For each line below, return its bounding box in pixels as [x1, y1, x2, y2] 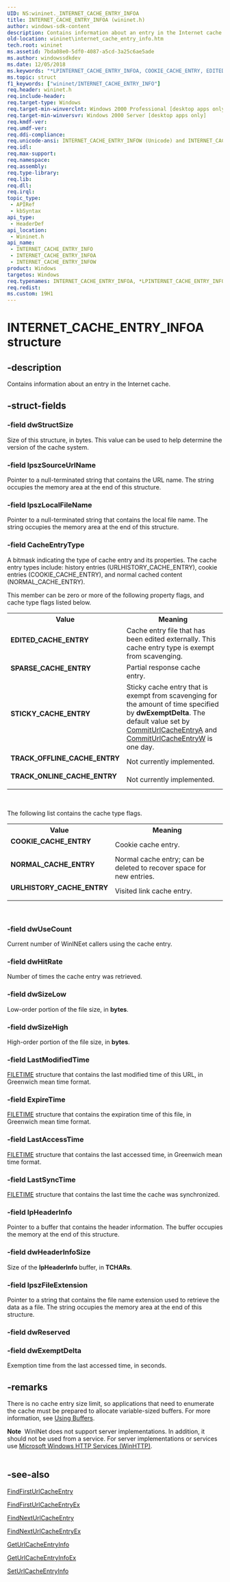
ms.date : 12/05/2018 [7, 61, 66, 68]
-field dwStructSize [7, 420, 74, 430]
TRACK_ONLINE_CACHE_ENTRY [10, 771, 118, 781]
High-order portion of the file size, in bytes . [7, 1038, 130, 1046]
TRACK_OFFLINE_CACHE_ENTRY [10, 753, 120, 763]
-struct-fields [7, 400, 66, 411]
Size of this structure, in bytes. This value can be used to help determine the [7, 436, 222, 444]
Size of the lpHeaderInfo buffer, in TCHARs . [7, 1263, 132, 1271]
